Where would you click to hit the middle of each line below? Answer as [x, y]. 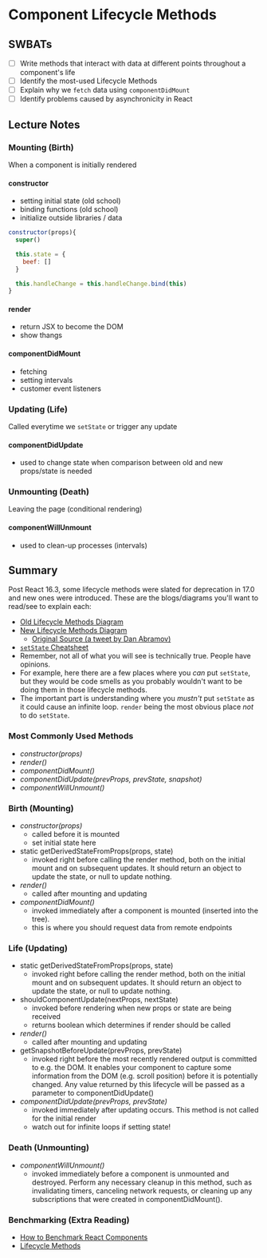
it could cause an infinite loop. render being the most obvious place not [136, 707]
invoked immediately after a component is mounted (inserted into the [145, 911]
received [46, 1017]
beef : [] [37, 261]
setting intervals [46, 380]
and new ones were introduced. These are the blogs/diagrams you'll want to [133, 598]
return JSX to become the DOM [71, 327]
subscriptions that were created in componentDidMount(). [127, 1199]
